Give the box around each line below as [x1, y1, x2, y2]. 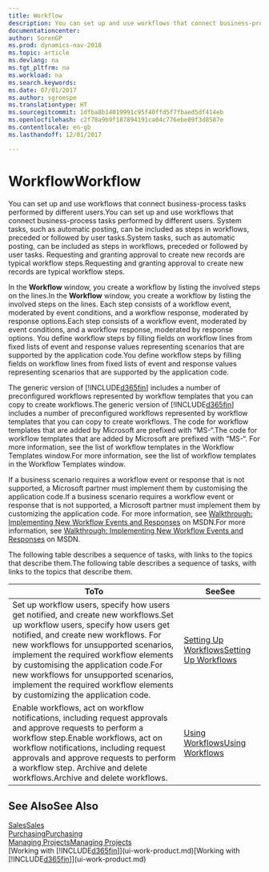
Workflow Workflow [8, 172, 142, 190]
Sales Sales [8, 821, 45, 830]
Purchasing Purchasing [8, 829, 83, 838]
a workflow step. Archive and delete [12, 762, 148, 773]
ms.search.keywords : [8, 78, 78, 86]
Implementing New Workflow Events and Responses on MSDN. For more [8, 517, 246, 526]
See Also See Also [8, 799, 98, 813]
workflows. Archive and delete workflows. [12, 772, 168, 783]
